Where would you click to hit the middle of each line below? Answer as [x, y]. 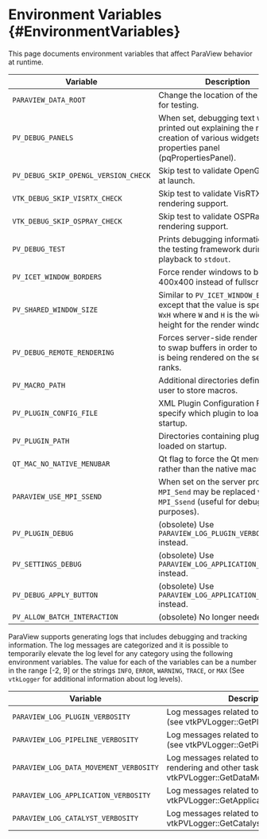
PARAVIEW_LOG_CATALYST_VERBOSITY [75, 818]
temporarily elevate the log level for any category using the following [120, 653]
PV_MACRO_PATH [39, 385]
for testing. [179, 105]
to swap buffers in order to [208, 348]
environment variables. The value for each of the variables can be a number [132, 662]
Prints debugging [190, 239]
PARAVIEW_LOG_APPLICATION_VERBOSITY [81, 795]
